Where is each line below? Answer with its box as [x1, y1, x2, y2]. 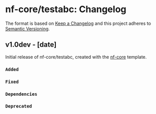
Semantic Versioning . [5, 25, 50, 31]
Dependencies [5, 91, 38, 97]
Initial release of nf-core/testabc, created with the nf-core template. [5, 54, 147, 60]
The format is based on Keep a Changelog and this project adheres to [5, 20, 151, 26]
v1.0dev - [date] [5, 41, 57, 49]
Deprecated [5, 103, 32, 109]
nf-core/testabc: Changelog [5, 4, 127, 15]
